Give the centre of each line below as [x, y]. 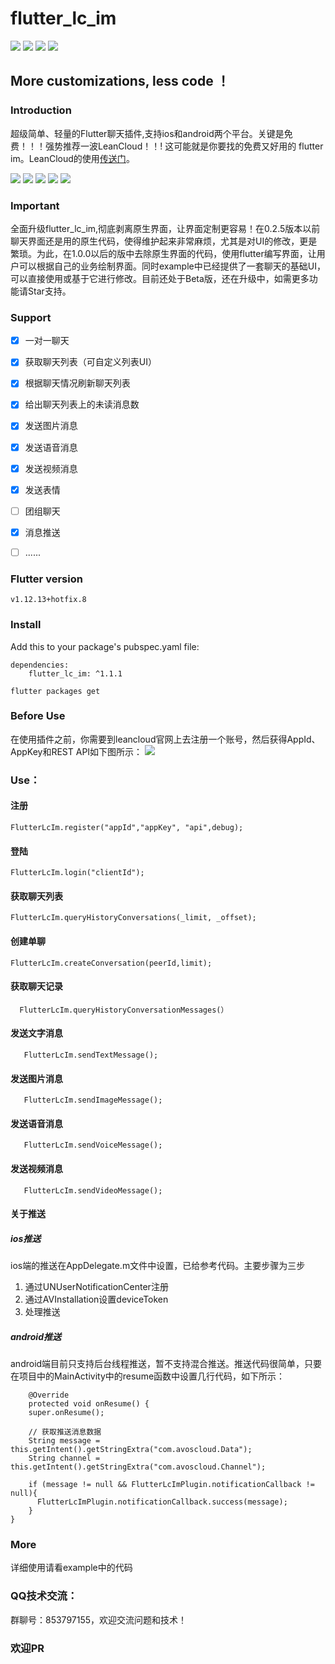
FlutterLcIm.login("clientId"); [77, 873]
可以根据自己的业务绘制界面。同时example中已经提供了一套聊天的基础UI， [172, 266]
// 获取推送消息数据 [65, 1432]
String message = [64, 1441]
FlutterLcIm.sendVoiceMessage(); [93, 1145]
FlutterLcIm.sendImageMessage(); [93, 1100]
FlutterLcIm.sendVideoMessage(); [93, 1190]
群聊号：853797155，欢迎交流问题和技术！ [99, 1619]
